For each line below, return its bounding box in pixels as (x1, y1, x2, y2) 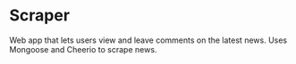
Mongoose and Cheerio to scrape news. (9, 44, 157, 54)
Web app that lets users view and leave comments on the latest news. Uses (9, 35, 288, 45)
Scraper (9, 5, 70, 26)
